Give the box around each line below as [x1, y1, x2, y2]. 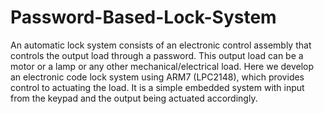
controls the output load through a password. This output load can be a [10, 49, 304, 61]
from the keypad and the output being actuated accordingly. [10, 92, 258, 104]
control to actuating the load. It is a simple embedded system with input [10, 81, 305, 93]
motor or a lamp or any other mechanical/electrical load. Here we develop [10, 60, 315, 72]
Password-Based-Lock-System [10, 6, 277, 29]
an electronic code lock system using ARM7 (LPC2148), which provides [10, 71, 305, 83]
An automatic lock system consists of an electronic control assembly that [10, 39, 312, 51]
